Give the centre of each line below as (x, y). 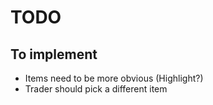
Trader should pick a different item (96, 89)
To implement (54, 54)
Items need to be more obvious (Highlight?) (114, 78)
